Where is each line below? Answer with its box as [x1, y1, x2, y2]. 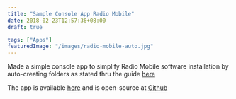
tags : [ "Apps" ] [7, 36, 52, 43]
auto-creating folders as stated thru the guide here [7, 70, 156, 78]
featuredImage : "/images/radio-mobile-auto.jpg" [7, 43, 154, 50]
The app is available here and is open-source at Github [7, 83, 168, 92]
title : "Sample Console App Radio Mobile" [7, 10, 135, 18]
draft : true [7, 23, 43, 30]
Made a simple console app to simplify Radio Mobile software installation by [7, 62, 229, 71]
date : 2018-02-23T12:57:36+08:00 [7, 17, 106, 24]
